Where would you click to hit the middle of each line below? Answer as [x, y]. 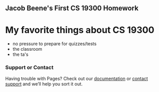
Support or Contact [30, 67]
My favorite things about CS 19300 [80, 30]
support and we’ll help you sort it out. [44, 84]
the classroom [27, 49]
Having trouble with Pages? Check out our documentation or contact [76, 78]
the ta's [20, 54]
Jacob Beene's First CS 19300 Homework [72, 8]
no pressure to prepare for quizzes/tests [55, 44]
